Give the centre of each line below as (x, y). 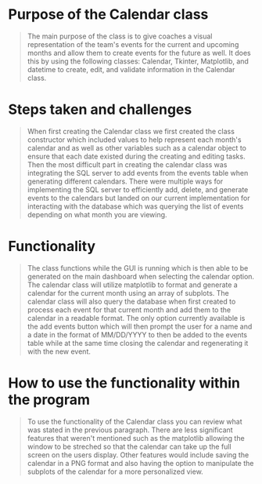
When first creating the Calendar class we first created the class (131, 131)
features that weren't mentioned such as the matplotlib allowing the (136, 438)
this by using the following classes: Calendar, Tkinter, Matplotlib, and (138, 61)
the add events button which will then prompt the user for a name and (140, 326)
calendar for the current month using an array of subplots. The (128, 293)
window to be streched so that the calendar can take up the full (129, 446)
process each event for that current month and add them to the (129, 309)
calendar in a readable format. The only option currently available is (136, 318)
